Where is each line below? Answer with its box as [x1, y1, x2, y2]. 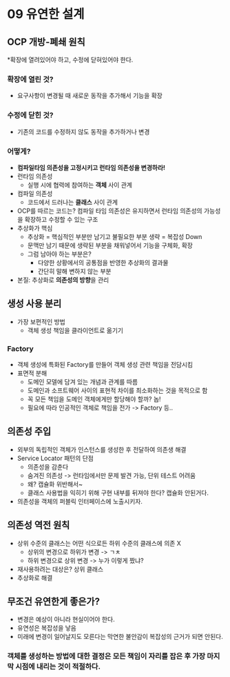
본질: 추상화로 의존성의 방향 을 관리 [17, 276, 109, 284]
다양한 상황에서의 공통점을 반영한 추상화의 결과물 [37, 258, 169, 267]
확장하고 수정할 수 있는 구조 [24, 215, 98, 223]
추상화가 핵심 [17, 224, 53, 232]
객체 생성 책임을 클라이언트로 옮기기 [27, 326, 124, 334]
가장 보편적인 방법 [17, 317, 65, 325]
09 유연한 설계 [7, 6, 85, 22]
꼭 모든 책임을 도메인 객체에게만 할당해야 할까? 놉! [27, 395, 161, 403]
